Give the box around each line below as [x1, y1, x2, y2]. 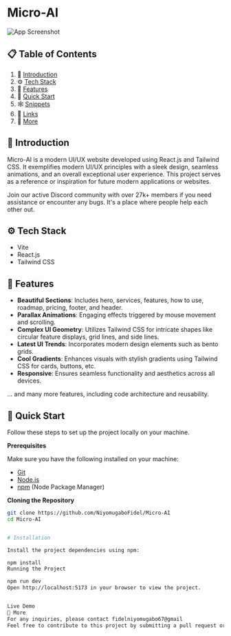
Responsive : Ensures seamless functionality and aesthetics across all [16, 370, 215, 378]
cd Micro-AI [7, 516, 41, 522]
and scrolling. [16, 318, 56, 326]
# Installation [7, 534, 51, 541]
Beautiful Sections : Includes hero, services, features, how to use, [16, 296, 204, 304]
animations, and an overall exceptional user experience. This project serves [7, 170, 221, 178]
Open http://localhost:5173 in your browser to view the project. [7, 584, 201, 591]
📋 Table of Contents [7, 48, 98, 60]
